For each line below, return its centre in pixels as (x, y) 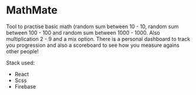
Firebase (25, 86)
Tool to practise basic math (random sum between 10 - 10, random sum (92, 26)
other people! (22, 51)
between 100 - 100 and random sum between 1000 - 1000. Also (83, 32)
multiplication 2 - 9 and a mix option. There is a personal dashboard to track (98, 39)
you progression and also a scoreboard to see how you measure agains (93, 45)
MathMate (32, 10)
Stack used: (21, 63)
